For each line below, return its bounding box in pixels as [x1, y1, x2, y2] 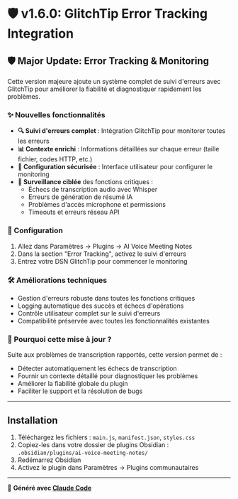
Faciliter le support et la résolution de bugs [17, 387, 143, 395]
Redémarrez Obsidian [17, 456, 81, 464]
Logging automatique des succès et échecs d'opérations [17, 301, 184, 310]
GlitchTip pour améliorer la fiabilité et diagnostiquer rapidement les [7, 85, 202, 93]
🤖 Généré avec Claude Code [7, 484, 92, 492]
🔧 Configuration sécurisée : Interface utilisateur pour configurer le [17, 163, 213, 171]
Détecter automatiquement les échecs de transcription [17, 364, 177, 373]
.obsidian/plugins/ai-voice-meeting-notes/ [17, 449, 149, 456]
